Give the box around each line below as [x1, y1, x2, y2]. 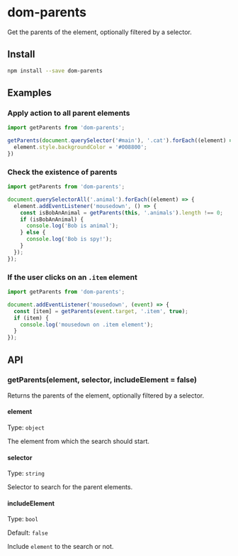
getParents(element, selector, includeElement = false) [7, 375, 197, 385]
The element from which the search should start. [7, 437, 150, 446]
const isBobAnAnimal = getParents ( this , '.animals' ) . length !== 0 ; [20, 209, 223, 217]
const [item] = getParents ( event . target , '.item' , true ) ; [13, 307, 189, 315]
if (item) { [13, 314, 50, 322]
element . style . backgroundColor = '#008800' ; [13, 143, 147, 151]
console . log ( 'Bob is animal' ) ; [25, 222, 119, 229]
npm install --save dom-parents [7, 67, 103, 75]
